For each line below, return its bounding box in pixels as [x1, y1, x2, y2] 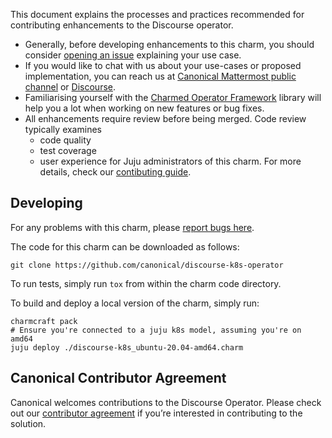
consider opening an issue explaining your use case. [24, 49, 242, 61]
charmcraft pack [10, 316, 78, 326]
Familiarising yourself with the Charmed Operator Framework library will [24, 92, 322, 103]
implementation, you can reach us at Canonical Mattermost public [24, 70, 297, 82]
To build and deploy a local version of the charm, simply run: [10, 297, 260, 309]
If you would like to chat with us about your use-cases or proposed [24, 60, 302, 71]
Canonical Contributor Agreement [10, 370, 227, 387]
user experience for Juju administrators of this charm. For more [39, 155, 302, 167]
